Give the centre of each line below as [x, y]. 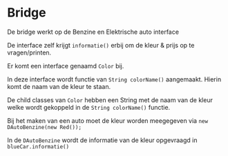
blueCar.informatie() [38, 146]
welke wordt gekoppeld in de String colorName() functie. [89, 107]
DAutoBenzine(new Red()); [44, 127]
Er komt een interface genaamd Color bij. [66, 66]
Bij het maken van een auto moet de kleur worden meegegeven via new [108, 120]
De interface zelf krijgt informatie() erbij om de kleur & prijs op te [101, 45]
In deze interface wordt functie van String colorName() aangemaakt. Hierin [114, 79]
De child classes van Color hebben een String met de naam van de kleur [110, 100]
